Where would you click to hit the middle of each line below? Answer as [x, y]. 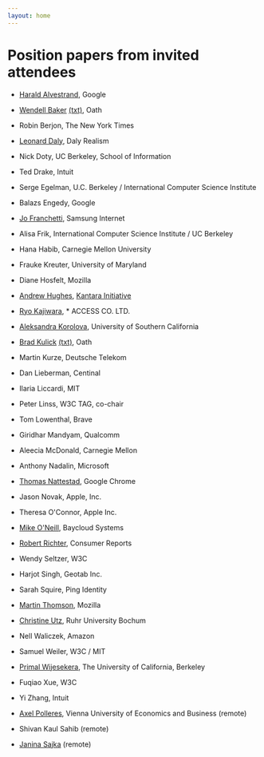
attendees [42, 72]
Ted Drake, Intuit [46, 172]
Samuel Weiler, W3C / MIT [62, 651]
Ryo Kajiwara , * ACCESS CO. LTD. [75, 311]
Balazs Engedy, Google [57, 202]
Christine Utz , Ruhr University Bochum [83, 620]
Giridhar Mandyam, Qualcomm [69, 434]
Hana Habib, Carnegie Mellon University [85, 249]
